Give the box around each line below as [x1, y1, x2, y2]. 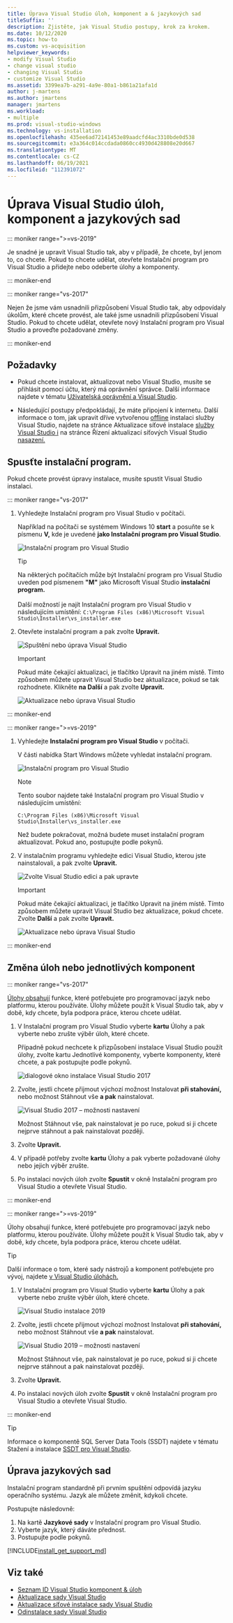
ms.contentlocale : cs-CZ [7, 153, 80, 161]
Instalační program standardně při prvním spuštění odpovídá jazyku [7, 1483, 202, 1492]
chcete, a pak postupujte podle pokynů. [17, 1058, 132, 1066]
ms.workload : [7, 108, 45, 115]
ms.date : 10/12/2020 [7, 29, 68, 37]
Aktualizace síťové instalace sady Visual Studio [17, 1600, 153, 1608]
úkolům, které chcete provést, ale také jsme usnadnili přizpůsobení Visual [7, 310, 218, 319]
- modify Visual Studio [7, 56, 77, 63]
